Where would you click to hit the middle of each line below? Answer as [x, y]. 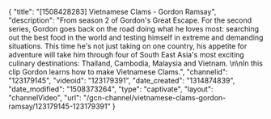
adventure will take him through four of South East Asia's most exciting [126, 55]
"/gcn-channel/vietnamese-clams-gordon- [155, 98]
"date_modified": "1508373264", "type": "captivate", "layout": [111, 89]
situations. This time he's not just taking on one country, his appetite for [128, 46]
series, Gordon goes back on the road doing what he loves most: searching [134, 29]
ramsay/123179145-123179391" [59, 106]
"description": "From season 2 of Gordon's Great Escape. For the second [130, 20]
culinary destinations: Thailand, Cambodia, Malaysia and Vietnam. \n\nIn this [135, 63]
